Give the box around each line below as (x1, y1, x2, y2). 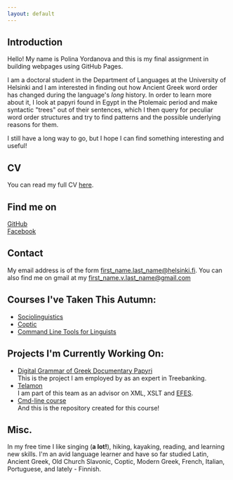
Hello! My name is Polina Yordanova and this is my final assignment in (7, 55, 209, 63)
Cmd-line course (17, 396, 67, 404)
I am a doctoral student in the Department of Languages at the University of (7, 76, 227, 84)
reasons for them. (7, 121, 59, 129)
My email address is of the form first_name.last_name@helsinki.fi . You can (7, 266, 222, 274)
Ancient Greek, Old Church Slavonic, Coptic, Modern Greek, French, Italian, (7, 458, 225, 466)
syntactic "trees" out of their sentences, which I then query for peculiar (7, 106, 213, 114)
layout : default (7, 10, 55, 18)
